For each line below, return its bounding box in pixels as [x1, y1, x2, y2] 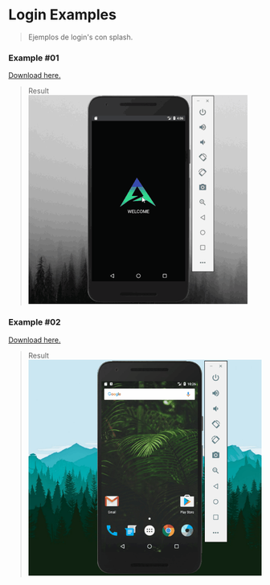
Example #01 [8, 52, 59, 63]
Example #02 [8, 317, 62, 328]
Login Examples [8, 6, 117, 24]
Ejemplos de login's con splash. [27, 32, 133, 42]
